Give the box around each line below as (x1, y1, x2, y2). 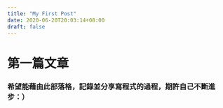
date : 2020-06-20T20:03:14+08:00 (7, 17, 105, 24)
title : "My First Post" (7, 10, 77, 17)
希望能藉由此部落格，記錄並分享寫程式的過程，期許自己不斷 (7, 82, 209, 91)
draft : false (7, 23, 46, 30)
